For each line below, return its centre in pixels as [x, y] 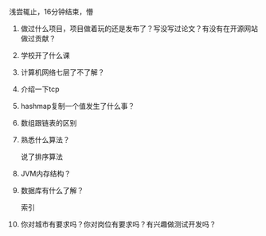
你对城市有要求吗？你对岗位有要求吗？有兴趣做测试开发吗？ [118, 224]
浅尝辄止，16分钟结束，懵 [51, 12]
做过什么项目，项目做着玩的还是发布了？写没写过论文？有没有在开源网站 [139, 29]
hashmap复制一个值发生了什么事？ [78, 106]
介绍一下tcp [40, 89]
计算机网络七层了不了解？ [63, 72]
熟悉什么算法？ [45, 140]
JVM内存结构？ [46, 174]
